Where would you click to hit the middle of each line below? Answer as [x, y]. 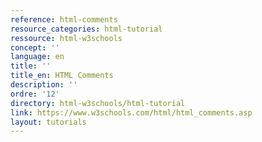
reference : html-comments [64, 19]
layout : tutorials [48, 122]
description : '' [44, 85]
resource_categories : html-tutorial [86, 29]
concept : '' [35, 47]
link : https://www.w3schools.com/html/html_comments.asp [131, 112]
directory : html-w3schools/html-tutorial [98, 103]
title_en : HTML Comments [62, 76]
